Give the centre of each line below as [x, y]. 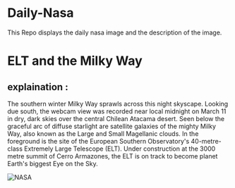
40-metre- [206, 141]
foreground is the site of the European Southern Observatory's [98, 141]
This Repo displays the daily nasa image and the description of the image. [115, 32]
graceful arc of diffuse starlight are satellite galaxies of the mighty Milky [112, 126]
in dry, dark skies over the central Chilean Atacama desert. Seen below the [116, 118]
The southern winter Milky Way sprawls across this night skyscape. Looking [118, 104]
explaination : [38, 87]
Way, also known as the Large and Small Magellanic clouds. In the [103, 133]
